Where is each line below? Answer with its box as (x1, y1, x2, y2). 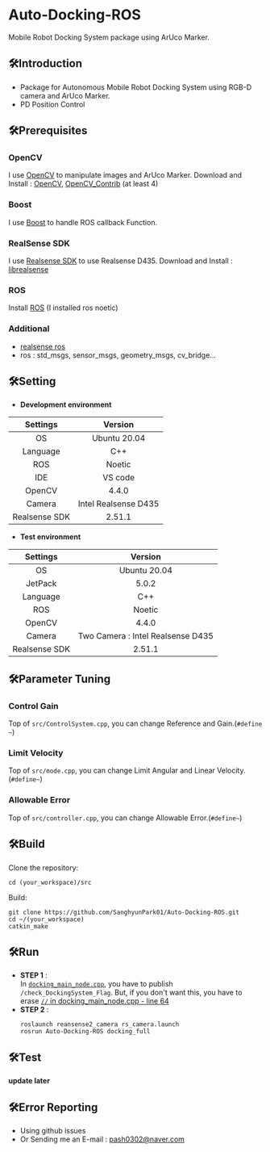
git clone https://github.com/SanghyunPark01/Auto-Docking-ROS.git (8, 908, 240, 916)
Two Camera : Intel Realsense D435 (77, 630, 214, 642)
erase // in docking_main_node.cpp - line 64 (19, 996, 169, 1006)
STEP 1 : (19, 970, 48, 980)
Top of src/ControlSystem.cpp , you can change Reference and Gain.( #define (8, 718, 263, 728)
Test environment (19, 532, 81, 542)
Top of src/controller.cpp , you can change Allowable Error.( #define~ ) (8, 813, 243, 823)
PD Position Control (19, 99, 85, 109)
